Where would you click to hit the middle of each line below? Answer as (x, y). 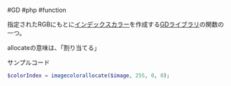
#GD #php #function (37, 10)
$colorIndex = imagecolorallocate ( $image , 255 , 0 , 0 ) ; (89, 76)
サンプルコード (29, 62)
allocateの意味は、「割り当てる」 (54, 48)
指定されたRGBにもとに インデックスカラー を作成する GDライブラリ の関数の (116, 24)
